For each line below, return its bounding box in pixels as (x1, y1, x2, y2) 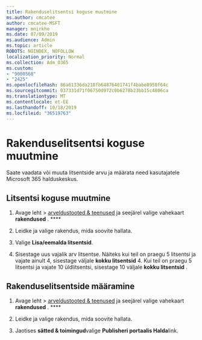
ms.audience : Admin (6, 37, 55, 43)
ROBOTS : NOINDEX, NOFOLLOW (6, 48, 74, 54)
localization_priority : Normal (6, 54, 85, 60)
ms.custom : (6, 65, 34, 71)
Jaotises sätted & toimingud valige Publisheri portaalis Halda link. (14, 327, 178, 334)
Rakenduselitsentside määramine (6, 281, 135, 291)
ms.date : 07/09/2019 (6, 31, 58, 38)
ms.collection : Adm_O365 (6, 59, 69, 65)
